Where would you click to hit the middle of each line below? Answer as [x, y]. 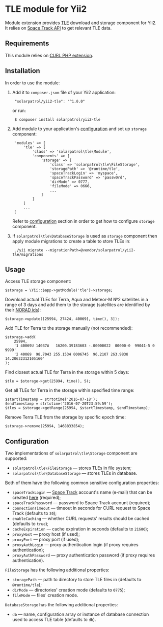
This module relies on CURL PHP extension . [49, 55]
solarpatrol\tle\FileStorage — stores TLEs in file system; [72, 468]
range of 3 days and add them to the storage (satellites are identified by [78, 305]
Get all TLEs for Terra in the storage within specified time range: [70, 390]
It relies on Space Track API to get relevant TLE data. [58, 28]
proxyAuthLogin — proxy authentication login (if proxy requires [75, 545]
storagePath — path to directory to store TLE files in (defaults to [77, 580]
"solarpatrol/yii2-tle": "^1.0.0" [50, 101]
